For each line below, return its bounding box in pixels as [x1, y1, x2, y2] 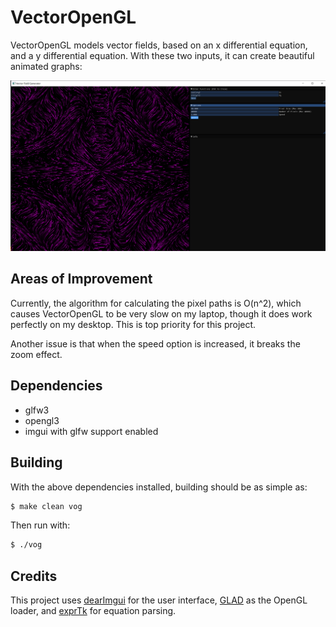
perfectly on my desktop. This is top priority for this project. [10, 318, 257, 330]
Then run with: [10, 519, 71, 531]
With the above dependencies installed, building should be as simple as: [10, 481, 308, 493]
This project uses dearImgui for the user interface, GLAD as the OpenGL [10, 594, 308, 606]
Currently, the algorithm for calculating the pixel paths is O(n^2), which [10, 297, 302, 309]
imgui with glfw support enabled [24, 425, 159, 437]
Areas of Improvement [10, 271, 153, 288]
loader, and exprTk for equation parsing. [10, 605, 177, 617]
